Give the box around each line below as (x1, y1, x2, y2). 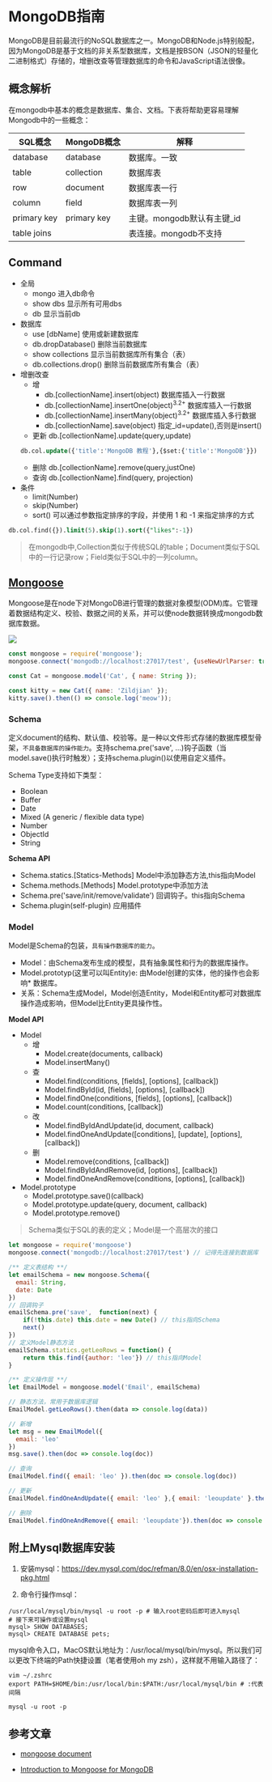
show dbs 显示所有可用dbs (32, 299, 122, 308)
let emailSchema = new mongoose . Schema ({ (8, 1271, 151, 1279)
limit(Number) (32, 491, 79, 502)
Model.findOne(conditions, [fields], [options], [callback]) (44, 1093, 233, 1103)
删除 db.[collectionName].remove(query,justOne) (32, 462, 196, 472)
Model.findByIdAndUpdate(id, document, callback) (44, 1121, 215, 1131)
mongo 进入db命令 (32, 288, 96, 298)
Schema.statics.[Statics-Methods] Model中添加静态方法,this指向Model (19, 871, 257, 880)
